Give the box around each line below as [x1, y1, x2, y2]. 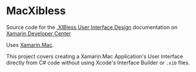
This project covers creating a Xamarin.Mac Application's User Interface [6, 53, 183, 60]
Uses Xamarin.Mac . [6, 41, 54, 48]
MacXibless [6, 4, 66, 18]
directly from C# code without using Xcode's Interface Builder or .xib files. [6, 59, 191, 66]
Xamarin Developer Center [6, 30, 71, 37]
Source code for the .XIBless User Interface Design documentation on [6, 24, 178, 31]
